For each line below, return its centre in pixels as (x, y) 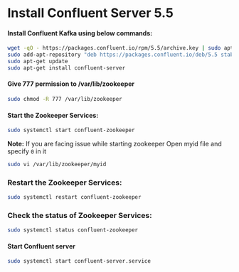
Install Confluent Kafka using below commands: (80, 33)
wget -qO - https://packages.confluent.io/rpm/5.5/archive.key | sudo (114, 48)
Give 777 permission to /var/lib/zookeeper (71, 84)
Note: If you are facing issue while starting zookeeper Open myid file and (115, 144)
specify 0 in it (27, 151)
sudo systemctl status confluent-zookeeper (73, 230)
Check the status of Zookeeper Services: (80, 216)
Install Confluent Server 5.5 (91, 13)
